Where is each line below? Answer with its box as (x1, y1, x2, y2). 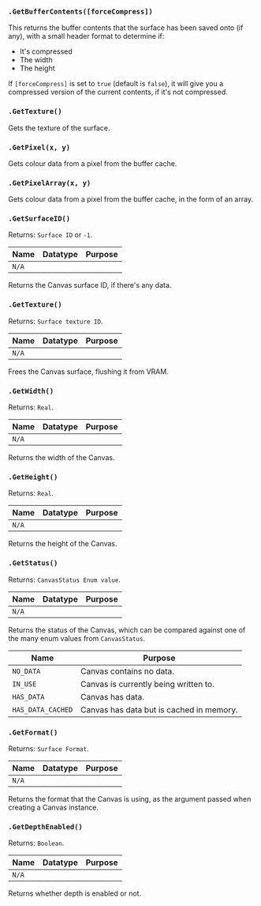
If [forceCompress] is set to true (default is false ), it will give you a (8, 79, 224, 89)
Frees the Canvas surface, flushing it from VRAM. (8, 367, 170, 376)
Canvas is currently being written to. (80, 678, 214, 689)
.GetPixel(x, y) (8, 142, 71, 152)
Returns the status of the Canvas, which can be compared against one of (8, 625, 246, 635)
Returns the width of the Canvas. (8, 453, 116, 462)
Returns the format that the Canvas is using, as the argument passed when (8, 794, 252, 803)
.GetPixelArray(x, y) (8, 178, 91, 187)
